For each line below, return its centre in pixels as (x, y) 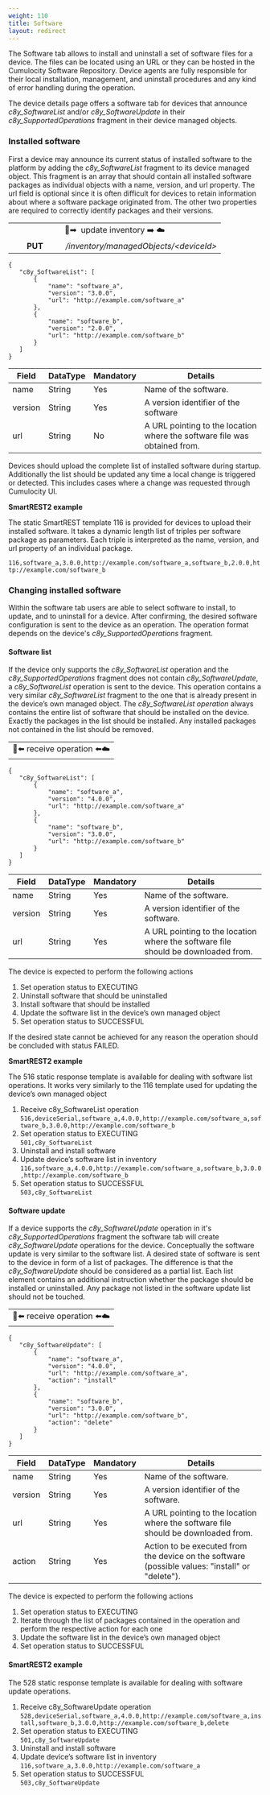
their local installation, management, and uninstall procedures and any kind (133, 79)
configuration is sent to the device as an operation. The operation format (129, 624)
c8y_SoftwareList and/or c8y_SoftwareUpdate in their (97, 112)
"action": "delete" (80, 1423)
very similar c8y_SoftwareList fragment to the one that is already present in (133, 695)
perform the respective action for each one (91, 1629)
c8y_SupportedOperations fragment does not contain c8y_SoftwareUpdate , (133, 678)
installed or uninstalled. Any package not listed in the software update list (129, 1288)
